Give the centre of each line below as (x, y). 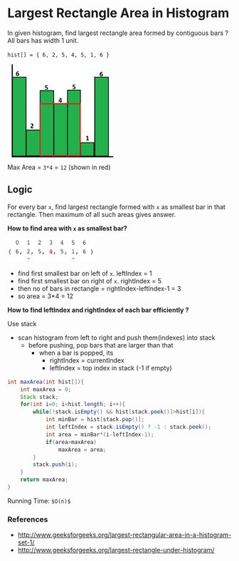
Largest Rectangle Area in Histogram (118, 13)
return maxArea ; (44, 480)
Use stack (22, 323)
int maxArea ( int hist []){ (46, 382)
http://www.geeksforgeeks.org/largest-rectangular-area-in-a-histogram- (124, 535)
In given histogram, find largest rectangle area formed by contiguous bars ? (118, 33)
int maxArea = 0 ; (46, 389)
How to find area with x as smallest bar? (67, 228)
